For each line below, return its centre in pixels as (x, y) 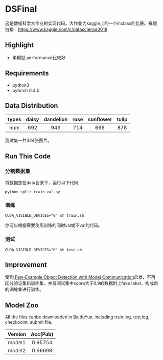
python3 (21, 85)
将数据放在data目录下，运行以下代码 (42, 183)
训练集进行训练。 (26, 289)
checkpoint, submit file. (29, 322)
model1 (17, 343)
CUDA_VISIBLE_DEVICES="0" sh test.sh (44, 250)
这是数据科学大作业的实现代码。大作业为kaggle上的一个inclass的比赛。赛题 (81, 23)
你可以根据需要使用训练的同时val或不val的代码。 (54, 225)
